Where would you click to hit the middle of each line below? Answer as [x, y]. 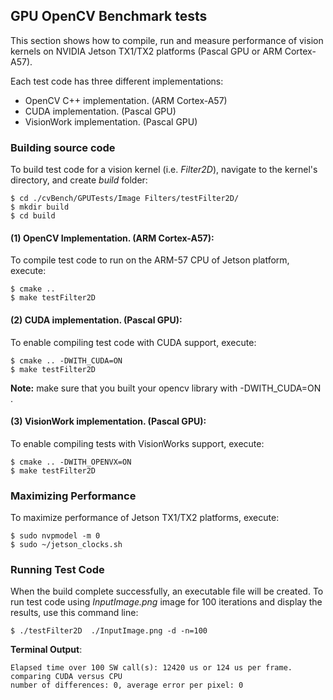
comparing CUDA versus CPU [66, 677]
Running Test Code [57, 569]
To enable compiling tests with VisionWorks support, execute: [137, 443]
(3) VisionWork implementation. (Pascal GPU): [108, 421]
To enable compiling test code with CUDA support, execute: [133, 342]
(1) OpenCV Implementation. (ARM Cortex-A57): [112, 238]
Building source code [63, 147]
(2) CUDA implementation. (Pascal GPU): [96, 320]
